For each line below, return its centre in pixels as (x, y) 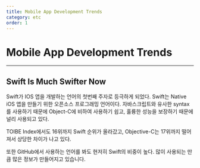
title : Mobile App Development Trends (54, 12)
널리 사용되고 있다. (28, 119)
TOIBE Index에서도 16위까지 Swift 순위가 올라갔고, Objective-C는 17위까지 (93, 132)
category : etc (24, 17)
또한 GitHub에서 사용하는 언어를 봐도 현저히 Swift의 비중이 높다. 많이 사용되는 (96, 152)
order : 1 (17, 23)
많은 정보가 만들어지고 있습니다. (49, 159)
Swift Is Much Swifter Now (56, 81)
